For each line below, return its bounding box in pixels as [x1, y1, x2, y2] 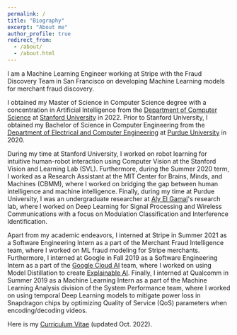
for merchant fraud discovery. [7, 84, 94, 93]
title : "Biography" [7, 17, 65, 24]
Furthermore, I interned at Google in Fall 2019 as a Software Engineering [7, 253, 218, 262]
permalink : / [7, 10, 46, 18]
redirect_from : [7, 37, 52, 44]
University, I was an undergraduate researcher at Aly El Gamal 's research [7, 194, 221, 203]
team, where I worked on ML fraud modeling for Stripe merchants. [7, 246, 200, 254]
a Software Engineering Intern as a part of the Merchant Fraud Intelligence [7, 238, 224, 246]
